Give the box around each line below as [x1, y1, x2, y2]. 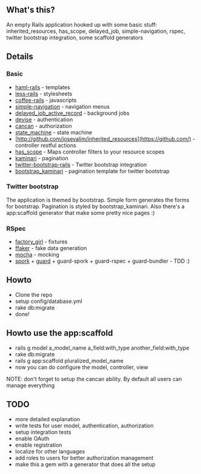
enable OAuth [15, 435, 50, 442]
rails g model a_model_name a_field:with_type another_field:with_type [15, 344, 189, 351]
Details [6, 52, 33, 62]
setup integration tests [15, 428, 71, 436]
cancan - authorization [15, 122, 73, 129]
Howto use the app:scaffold [6, 328, 113, 339]
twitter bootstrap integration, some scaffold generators [6, 33, 143, 41]
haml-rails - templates [15, 83, 71, 90]
